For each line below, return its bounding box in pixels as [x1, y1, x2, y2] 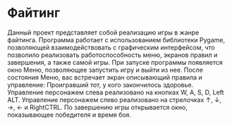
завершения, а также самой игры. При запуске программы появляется [7, 58, 224, 66]
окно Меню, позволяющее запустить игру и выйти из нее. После [7, 65, 203, 74]
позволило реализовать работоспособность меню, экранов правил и [7, 51, 218, 59]
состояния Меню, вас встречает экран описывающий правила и [7, 73, 202, 82]
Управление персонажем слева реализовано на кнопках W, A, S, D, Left [7, 88, 224, 96]
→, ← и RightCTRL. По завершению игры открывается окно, [7, 103, 188, 111]
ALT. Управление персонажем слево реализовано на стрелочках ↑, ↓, [7, 95, 222, 103]
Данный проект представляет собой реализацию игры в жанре [7, 28, 200, 37]
